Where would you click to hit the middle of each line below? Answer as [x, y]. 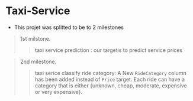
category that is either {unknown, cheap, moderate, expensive [111, 85]
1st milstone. [35, 38]
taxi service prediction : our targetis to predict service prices [109, 50]
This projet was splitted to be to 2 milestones [69, 27]
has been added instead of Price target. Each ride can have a [110, 79]
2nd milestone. [38, 61]
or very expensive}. [59, 92]
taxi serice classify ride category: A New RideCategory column [111, 73]
